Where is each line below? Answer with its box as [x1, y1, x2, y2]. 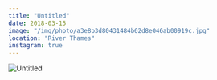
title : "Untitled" [8, 11, 70, 20]
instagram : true [8, 42, 63, 50]
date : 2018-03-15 [8, 19, 67, 27]
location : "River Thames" [8, 34, 95, 42]
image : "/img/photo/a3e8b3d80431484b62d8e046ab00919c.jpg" [8, 26, 211, 34]
